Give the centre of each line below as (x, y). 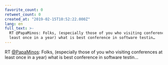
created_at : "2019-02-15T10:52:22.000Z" (48, 19)
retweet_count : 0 (23, 14)
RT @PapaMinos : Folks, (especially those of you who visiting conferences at (83, 52)
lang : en (14, 24)
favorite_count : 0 (24, 10)
